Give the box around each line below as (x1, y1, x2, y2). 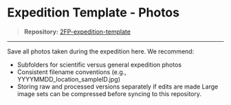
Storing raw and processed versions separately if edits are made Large (16, 82, 219, 91)
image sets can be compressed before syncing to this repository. (16, 89, 201, 97)
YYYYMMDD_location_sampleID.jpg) (16, 75, 120, 83)
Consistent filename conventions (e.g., (16, 67, 127, 76)
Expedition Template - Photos (7, 5, 180, 21)
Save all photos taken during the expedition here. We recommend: (7, 47, 195, 56)
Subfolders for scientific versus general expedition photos (16, 60, 182, 69)
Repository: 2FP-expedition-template (23, 27, 131, 36)
